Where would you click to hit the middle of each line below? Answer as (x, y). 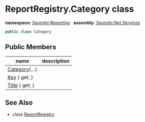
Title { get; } (21, 85)
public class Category (28, 31)
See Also (19, 103)
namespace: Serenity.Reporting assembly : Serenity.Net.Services (72, 23)
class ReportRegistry (33, 115)
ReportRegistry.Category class (70, 9)
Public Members (31, 47)
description (56, 61)
